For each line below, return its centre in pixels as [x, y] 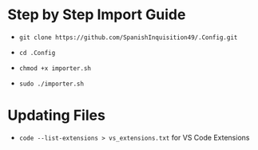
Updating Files [56, 115]
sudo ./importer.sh [52, 84]
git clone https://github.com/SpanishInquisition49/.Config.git [128, 37]
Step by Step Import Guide [97, 15]
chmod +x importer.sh [55, 68]
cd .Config [37, 53]
